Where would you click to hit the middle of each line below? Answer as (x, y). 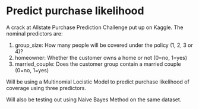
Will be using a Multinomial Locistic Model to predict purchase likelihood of (98, 82)
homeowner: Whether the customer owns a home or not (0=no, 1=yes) (101, 57)
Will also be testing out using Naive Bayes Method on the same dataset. (94, 100)
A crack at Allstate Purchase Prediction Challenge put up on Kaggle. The (95, 27)
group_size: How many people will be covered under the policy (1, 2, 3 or (104, 45)
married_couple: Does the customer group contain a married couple (98, 64)
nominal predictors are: (35, 33)
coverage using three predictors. (46, 88)
